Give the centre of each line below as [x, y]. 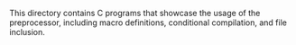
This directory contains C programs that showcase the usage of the [135, 13]
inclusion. [27, 32]
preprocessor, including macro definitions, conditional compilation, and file [148, 22]
